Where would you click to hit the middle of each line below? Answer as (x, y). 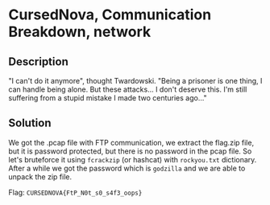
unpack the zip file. (40, 176)
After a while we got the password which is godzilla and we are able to (127, 168)
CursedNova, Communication (110, 15)
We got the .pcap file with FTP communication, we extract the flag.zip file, (131, 142)
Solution (30, 123)
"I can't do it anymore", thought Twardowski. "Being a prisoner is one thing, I (135, 81)
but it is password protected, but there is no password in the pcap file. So (130, 151)
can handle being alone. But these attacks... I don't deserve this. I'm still (128, 89)
